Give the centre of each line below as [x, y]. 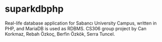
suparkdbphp [34, 9]
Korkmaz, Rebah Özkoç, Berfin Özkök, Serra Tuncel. [60, 34]
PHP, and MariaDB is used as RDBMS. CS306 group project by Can [76, 28]
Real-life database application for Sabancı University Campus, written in [81, 23]
